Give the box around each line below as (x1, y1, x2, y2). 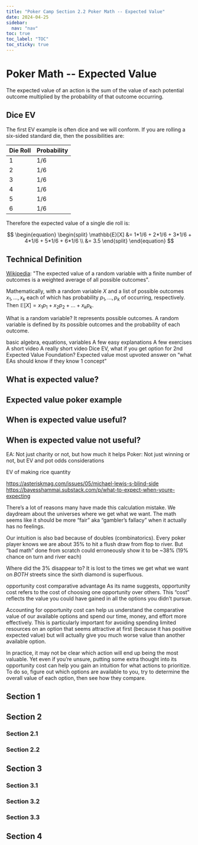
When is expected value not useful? (6, 435, 141, 445)
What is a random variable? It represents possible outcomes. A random (6, 315, 179, 322)
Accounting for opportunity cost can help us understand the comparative (6, 607, 184, 614)
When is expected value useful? (6, 415, 127, 425)
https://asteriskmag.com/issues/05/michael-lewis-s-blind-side (6, 480, 159, 487)
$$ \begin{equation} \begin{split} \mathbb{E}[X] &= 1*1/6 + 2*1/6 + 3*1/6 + (7, 231, 192, 238)
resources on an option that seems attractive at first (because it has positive (6, 625, 191, 633)
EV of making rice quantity (6, 469, 71, 476)
